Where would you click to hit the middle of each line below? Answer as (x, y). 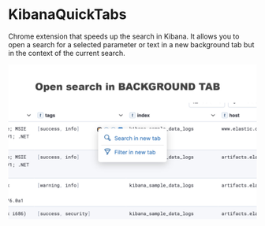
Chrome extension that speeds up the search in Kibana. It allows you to (124, 36)
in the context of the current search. (67, 53)
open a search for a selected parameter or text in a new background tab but (131, 44)
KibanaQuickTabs (67, 15)
